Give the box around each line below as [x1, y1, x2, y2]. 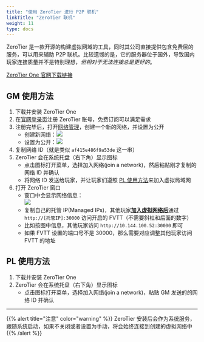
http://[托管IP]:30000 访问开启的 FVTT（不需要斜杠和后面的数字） [24, 214, 192, 222]
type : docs [6, 26, 34, 32]
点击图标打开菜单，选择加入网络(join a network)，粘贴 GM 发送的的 [24, 289, 192, 296]
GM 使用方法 [6, 91, 54, 101]
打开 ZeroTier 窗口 [15, 184, 61, 191]
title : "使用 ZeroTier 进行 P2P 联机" [6, 9, 99, 15]
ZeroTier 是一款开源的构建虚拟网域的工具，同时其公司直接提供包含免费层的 [6, 43, 194, 50]
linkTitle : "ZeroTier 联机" [6, 15, 76, 21]
